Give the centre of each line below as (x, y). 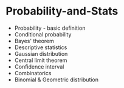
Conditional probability (43, 34)
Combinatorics (33, 73)
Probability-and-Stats (62, 11)
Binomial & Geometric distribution (56, 80)
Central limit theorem (41, 60)
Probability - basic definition (50, 28)
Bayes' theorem (34, 41)
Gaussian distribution (41, 53)
